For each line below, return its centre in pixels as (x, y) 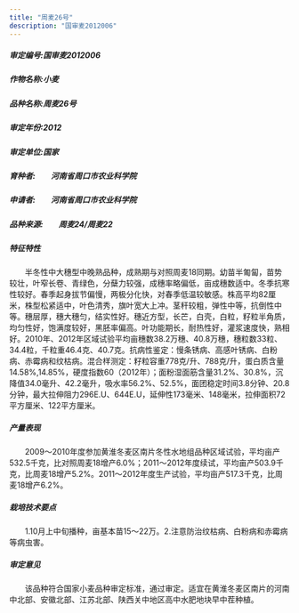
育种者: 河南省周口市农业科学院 (73, 175)
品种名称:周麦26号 (43, 103)
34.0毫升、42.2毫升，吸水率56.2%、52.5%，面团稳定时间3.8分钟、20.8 (157, 383)
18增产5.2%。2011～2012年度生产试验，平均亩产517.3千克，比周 (165, 474)
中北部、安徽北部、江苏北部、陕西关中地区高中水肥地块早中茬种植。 (134, 600)
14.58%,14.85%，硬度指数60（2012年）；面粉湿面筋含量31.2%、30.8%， (142, 372)
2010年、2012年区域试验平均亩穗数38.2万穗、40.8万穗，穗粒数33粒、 (154, 339)
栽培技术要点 (32, 507)
